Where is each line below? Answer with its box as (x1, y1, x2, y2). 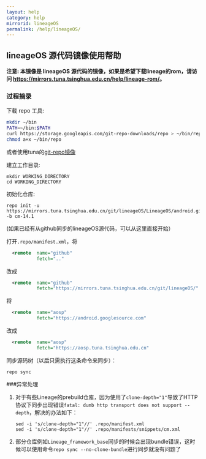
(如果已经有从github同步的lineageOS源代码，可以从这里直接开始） (6, 225, 174, 232)
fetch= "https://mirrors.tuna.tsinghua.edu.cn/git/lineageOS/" (36, 285, 199, 291)
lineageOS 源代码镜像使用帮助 (6, 50, 121, 61)
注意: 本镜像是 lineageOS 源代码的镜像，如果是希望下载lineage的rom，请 (6, 68, 192, 75)
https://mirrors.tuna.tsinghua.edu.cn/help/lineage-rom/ (13, 75, 160, 83)
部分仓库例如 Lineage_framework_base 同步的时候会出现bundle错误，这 (15, 438, 190, 445)
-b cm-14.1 (6, 213, 34, 219)
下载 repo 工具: (6, 107, 45, 114)
